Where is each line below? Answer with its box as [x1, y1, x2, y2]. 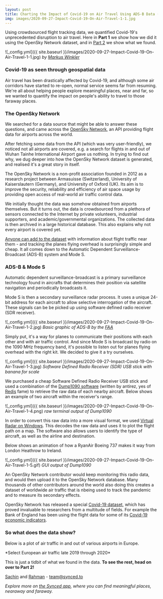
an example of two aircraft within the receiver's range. [5, 394, 113, 400]
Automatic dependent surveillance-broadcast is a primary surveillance [5, 275, 146, 280]
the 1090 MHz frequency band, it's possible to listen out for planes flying [5, 344, 150, 350]
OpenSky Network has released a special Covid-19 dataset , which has [5, 502, 146, 507]
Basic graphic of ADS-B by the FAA [42, 324, 114, 330]
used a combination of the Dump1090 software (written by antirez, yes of [5, 384, 151, 389]
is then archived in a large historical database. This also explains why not [5, 221, 151, 227]
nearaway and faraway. [5, 588, 53, 594]
